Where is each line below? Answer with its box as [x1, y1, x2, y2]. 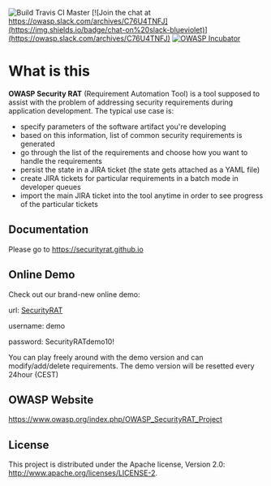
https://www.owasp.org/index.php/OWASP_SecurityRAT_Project [8, 415, 223, 424]
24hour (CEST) [8, 369, 59, 379]
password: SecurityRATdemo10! [8, 337, 115, 346]
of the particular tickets [19, 199, 99, 209]
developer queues [19, 182, 81, 191]
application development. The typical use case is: [8, 105, 174, 115]
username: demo [8, 320, 66, 330]
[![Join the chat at [92, 8, 152, 17]
